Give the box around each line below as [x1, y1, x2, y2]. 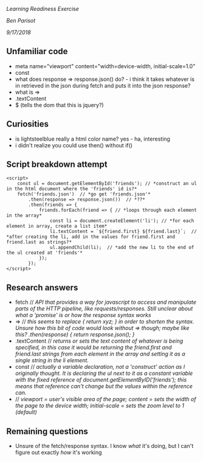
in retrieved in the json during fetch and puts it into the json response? [15, 82, 191, 89]
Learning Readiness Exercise [6, 5, 79, 12]
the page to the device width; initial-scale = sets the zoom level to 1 [15, 402, 184, 410]
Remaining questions [6, 426, 88, 436]
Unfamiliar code [6, 46, 68, 57]
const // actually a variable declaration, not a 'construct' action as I [15, 363, 185, 371]
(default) [15, 408, 38, 416]
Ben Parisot [6, 17, 36, 24]
